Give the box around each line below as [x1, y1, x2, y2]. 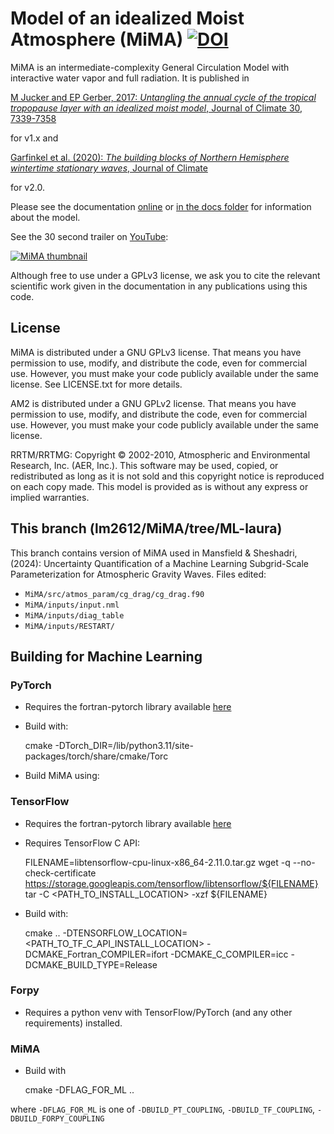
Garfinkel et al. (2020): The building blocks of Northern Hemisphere [10, 151, 290, 163]
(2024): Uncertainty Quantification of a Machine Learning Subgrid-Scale [10, 557, 309, 569]
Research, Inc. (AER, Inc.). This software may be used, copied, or [10, 459, 279, 471]
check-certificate [24, 867, 97, 879]
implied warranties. [10, 491, 90, 503]
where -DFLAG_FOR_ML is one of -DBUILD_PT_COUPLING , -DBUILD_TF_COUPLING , [10, 1103, 316, 1116]
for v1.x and [10, 132, 59, 144]
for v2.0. [10, 181, 45, 193]
